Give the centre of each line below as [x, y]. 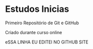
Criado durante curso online [34, 32]
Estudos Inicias [37, 9]
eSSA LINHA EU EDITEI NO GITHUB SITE [47, 42]
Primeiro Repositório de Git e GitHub [42, 23]
